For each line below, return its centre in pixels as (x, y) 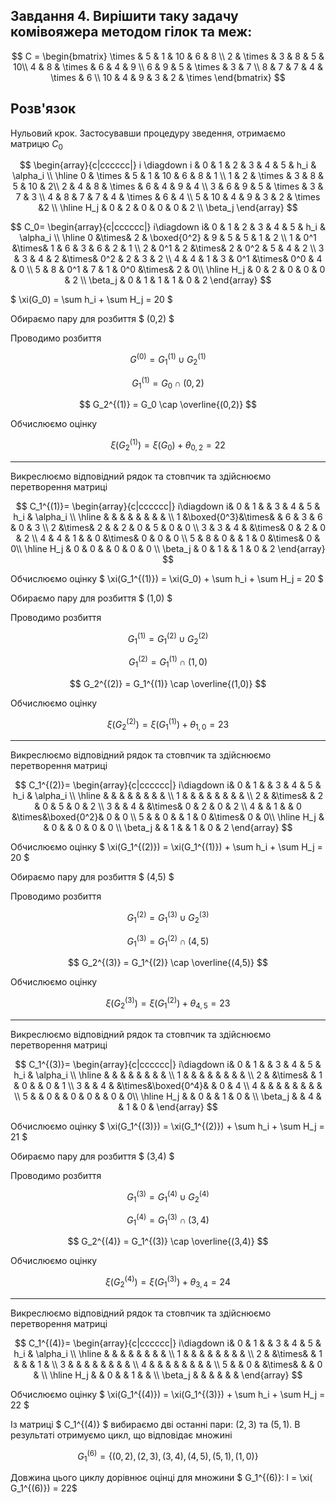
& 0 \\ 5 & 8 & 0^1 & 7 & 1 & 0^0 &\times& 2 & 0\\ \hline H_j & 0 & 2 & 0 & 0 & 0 (168, 270)
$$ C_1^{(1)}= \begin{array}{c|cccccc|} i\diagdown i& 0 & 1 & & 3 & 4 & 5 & (168, 506)
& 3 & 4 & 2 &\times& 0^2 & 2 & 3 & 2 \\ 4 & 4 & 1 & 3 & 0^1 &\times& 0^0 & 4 (168, 259)
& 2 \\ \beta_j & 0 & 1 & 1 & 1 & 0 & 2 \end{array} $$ (168, 280)
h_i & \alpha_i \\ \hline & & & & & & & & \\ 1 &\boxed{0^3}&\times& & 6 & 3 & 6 (168, 516)
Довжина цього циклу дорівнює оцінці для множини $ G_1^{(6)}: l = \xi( (161, 1478)
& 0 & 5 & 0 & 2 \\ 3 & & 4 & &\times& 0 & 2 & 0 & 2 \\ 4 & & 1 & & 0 (168, 806)
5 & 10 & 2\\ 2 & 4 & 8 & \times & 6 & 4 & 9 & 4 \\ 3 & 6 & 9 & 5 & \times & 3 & (168, 186)
